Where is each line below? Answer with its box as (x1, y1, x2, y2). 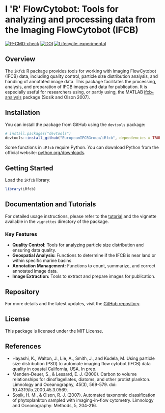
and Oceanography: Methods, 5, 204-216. (12, 402, 97, 408)
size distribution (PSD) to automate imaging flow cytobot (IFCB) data (12, 360, 151, 366)
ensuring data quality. (12, 247, 56, 253)
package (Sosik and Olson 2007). (23, 94, 90, 100)
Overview (5, 55, 36, 64)
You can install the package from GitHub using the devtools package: (5, 122, 146, 127)
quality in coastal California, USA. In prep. (12, 366, 97, 372)
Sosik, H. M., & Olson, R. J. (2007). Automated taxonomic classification (12, 392, 156, 398)
